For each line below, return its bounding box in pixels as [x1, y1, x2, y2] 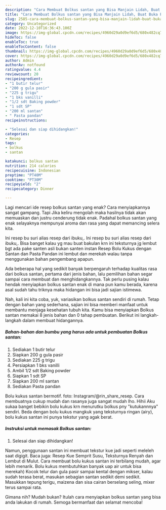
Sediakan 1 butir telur [12, 346, 55, 352]
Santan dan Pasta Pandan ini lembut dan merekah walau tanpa [5, 251, 132, 257]
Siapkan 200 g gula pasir [12, 351, 63, 357]
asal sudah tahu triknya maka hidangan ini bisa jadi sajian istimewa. [5, 287, 142, 292]
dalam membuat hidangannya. [22, 318, 84, 323]
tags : [5, 141, 16, 146]
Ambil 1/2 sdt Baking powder [12, 367, 71, 373]
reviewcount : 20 [5, 72, 39, 77]
